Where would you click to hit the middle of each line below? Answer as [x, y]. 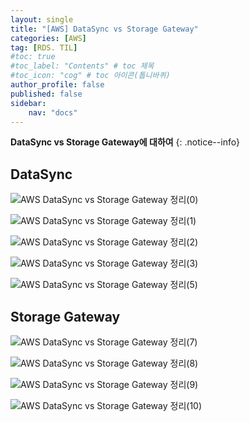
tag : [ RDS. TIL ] [44, 47]
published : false [46, 94]
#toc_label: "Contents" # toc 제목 [82, 66]
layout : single [42, 19]
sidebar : [28, 103]
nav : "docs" [53, 112]
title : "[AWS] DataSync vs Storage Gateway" [104, 29]
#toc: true [33, 57]
